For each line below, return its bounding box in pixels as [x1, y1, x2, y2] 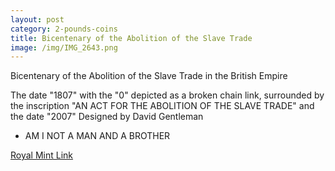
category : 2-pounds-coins [10, 24, 118, 34]
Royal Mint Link [10, 149, 74, 161]
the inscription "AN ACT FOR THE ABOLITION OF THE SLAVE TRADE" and [10, 100, 315, 112]
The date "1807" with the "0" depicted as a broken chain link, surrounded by [10, 89, 325, 101]
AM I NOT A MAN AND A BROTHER [24, 130, 171, 142]
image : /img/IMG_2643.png [10, 42, 118, 53]
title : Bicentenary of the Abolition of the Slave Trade [10, 33, 253, 43]
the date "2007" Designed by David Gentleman [10, 111, 204, 123]
